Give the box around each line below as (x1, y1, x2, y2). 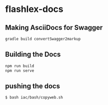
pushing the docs (5, 82, 60, 90)
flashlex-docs (5, 3, 63, 15)
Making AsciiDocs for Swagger (5, 23, 103, 32)
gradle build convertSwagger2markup (5, 36, 81, 41)
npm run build (5, 63, 35, 68)
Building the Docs (5, 50, 61, 59)
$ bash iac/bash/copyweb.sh (5, 95, 63, 100)
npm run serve (5, 68, 35, 73)
